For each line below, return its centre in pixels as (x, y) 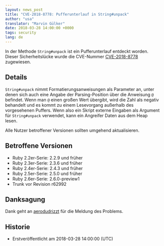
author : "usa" (20, 19)
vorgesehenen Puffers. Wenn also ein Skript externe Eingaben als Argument (82, 110)
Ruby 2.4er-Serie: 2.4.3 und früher (47, 168)
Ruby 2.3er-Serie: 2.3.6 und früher (47, 163)
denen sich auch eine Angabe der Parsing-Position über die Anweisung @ (80, 94)
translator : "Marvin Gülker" (35, 23)
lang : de (14, 38)
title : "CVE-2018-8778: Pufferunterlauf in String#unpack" (67, 14)
